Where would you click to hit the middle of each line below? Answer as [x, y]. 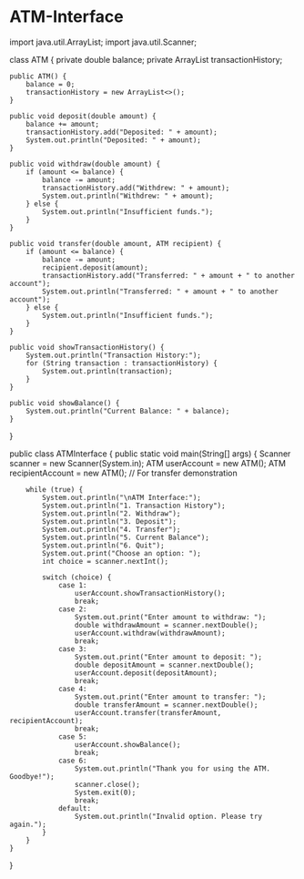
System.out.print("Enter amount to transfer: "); [170, 697]
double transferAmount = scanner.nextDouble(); [166, 705]
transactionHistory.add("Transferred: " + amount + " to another [169, 275]
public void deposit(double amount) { [83, 116]
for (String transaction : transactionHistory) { [122, 363]
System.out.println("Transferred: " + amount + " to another [161, 291]
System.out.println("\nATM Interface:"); [122, 497]
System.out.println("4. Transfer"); [111, 529]
